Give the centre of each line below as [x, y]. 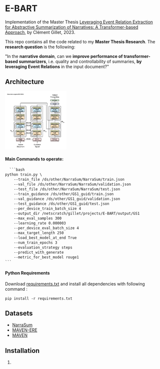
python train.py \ [24, 175]
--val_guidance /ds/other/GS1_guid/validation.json [67, 199]
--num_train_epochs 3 [35, 243]
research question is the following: [40, 47]
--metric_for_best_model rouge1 [46, 257]
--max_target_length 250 [39, 233]
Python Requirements [27, 273]
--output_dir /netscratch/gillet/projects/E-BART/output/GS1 [77, 214]
